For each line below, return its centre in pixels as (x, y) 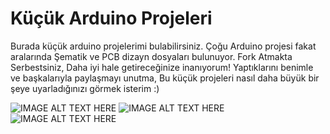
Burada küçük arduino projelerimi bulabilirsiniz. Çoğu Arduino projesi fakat (163, 46)
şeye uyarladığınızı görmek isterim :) (85, 88)
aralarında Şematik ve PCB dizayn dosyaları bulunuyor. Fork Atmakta (151, 56)
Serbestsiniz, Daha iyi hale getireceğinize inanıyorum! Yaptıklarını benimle (162, 67)
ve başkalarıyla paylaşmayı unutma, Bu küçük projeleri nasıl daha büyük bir (165, 78)
